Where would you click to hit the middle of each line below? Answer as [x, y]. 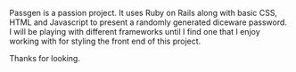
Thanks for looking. [45, 58]
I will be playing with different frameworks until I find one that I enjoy [135, 32]
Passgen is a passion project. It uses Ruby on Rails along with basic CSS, [144, 13]
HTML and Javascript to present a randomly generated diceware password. [148, 22]
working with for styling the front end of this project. [105, 41]
